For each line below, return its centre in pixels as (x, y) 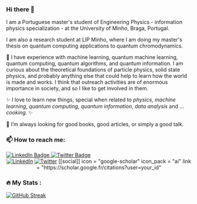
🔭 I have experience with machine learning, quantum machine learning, (92, 57)
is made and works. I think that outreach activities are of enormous (87, 82)
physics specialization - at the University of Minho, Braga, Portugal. (88, 28)
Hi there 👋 (21, 9)
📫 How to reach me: (36, 140)
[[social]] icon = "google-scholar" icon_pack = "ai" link (125, 161)
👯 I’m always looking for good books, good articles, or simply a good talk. (95, 124)
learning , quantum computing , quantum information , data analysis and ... (95, 106)
